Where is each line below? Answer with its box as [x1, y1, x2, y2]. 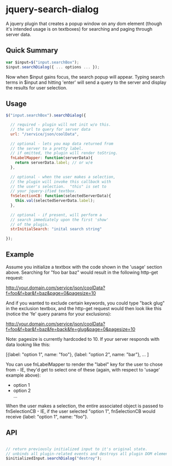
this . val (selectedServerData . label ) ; [15, 198, 95, 203]
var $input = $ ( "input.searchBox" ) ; [6, 60, 80, 65]
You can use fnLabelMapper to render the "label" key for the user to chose [6, 361, 163, 367]
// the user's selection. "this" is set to [10, 184, 107, 189]
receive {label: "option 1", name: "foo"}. [6, 413, 88, 420]
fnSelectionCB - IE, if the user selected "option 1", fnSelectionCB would [6, 408, 156, 414]
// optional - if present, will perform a [10, 212, 102, 218]
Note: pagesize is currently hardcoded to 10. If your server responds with [6, 336, 160, 342]
